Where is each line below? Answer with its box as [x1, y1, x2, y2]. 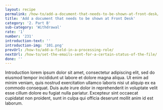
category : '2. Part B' [5, 20, 51, 26]
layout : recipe [5, 7, 36, 12]
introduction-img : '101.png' [5, 43, 64, 48]
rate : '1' [5, 29, 25, 34]
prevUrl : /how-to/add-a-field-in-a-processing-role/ [5, 47, 114, 52]
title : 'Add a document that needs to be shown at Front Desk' [5, 16, 136, 21]
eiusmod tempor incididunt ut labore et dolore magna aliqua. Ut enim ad [5, 75, 149, 81]
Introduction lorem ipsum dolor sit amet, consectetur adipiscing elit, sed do [5, 69, 155, 75]
